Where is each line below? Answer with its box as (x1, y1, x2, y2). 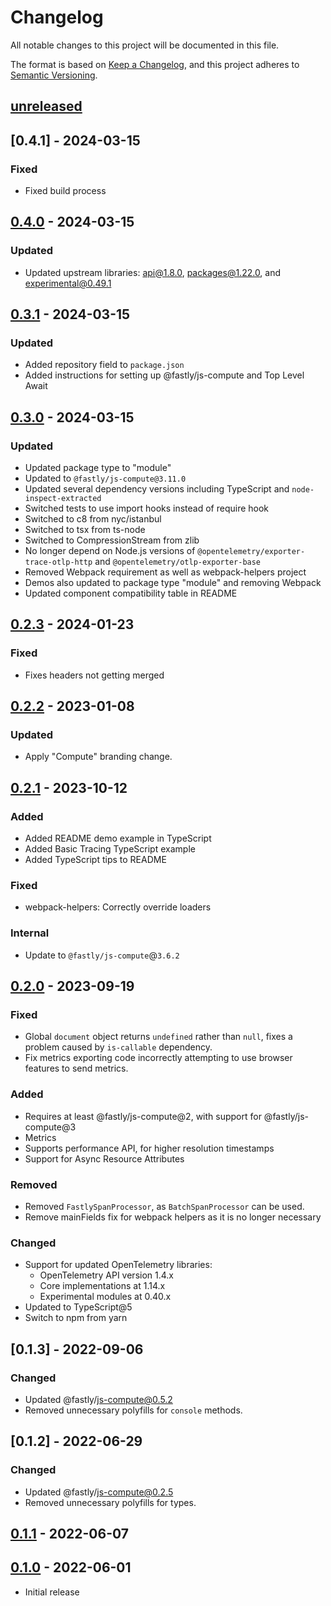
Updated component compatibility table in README (24, 587, 238, 600)
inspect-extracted (24, 494, 102, 504)
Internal (10, 926, 50, 940)
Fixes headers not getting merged (24, 669, 165, 681)
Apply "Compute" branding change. (24, 751, 173, 763)
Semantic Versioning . (10, 69, 98, 81)
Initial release (24, 1586, 80, 1598)
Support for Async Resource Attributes (24, 1152, 185, 1165)
